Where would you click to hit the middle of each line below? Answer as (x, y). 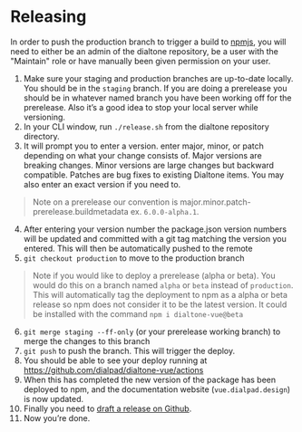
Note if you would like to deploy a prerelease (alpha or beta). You (154, 275)
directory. (41, 136)
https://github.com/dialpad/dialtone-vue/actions (113, 370)
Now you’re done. (57, 418)
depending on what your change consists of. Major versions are (142, 155)
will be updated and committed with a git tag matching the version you (155, 238)
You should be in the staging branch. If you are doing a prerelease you (155, 88)
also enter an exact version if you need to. (102, 184)
